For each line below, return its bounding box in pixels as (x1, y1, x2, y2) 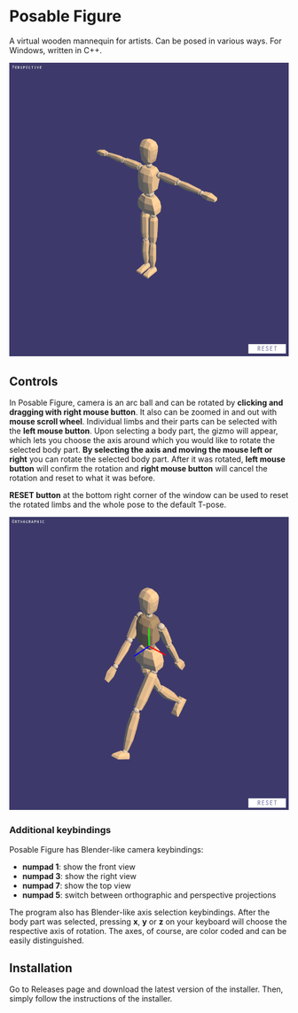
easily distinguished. (9, 935, 84, 946)
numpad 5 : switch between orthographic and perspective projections (21, 889, 277, 900)
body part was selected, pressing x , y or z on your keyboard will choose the (9, 916, 287, 927)
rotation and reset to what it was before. (9, 472, 156, 484)
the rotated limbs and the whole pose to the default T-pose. (9, 499, 227, 510)
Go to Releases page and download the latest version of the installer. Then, (9, 984, 284, 994)
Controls (9, 374, 59, 389)
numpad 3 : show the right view (21, 870, 137, 881)
